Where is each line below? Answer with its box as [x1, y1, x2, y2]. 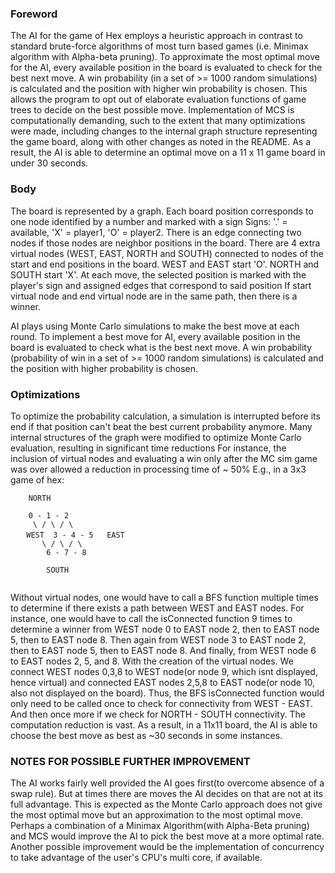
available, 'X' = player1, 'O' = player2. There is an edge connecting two [10, 226, 302, 238]
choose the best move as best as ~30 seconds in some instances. [10, 729, 283, 741]
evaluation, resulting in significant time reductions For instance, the [10, 442, 287, 454]
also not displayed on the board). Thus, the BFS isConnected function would [10, 687, 325, 699]
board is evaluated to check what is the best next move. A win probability [10, 341, 313, 353]
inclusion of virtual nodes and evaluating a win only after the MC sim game [10, 452, 318, 464]
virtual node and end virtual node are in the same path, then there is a [10, 290, 298, 302]
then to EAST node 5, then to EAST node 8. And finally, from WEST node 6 [10, 644, 317, 656]
